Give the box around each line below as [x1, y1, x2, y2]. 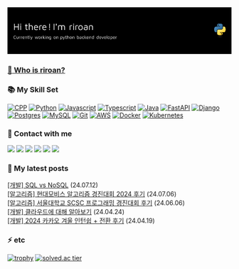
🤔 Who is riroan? [7, 65, 65, 75]
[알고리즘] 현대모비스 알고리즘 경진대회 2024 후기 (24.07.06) [7, 189, 177, 198]
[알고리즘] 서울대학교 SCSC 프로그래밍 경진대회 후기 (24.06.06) [7, 199, 185, 207]
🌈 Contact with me [7, 129, 73, 139]
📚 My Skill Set [7, 85, 59, 95]
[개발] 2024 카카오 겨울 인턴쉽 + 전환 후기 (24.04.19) [7, 216, 155, 225]
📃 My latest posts [7, 164, 69, 174]
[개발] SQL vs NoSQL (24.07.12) [7, 181, 98, 189]
